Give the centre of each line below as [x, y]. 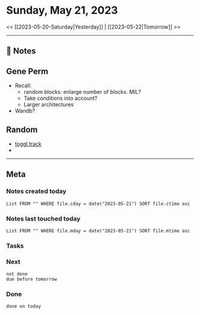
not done [17, 274]
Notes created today [36, 191]
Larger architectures [49, 105]
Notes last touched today [43, 219]
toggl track [28, 144]
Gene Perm [27, 71]
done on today [24, 307]
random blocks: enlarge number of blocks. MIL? [82, 92]
